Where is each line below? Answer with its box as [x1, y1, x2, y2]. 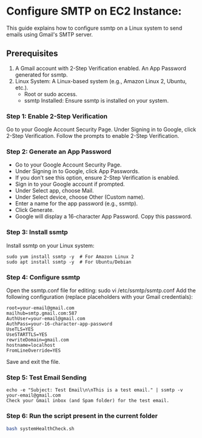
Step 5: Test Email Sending [6, 373, 87, 382]
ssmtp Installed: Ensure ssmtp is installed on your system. [24, 97, 169, 104]
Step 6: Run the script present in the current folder [6, 412, 158, 420]
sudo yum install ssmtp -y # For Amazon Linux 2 [6, 253, 135, 259]
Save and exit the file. [6, 358, 61, 365]
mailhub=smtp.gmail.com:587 [6, 310, 78, 317]
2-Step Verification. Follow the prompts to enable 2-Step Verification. [6, 132, 180, 140]
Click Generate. [15, 207, 55, 214]
